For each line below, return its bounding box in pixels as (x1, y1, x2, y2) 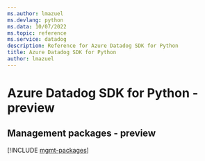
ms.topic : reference (7, 29, 67, 37)
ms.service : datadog (7, 36, 67, 43)
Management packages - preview (7, 128, 156, 139)
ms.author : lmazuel (7, 10, 64, 17)
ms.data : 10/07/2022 (7, 23, 67, 30)
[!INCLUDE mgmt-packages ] (7, 146, 89, 154)
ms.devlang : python (7, 17, 64, 24)
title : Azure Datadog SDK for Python (7, 49, 117, 56)
